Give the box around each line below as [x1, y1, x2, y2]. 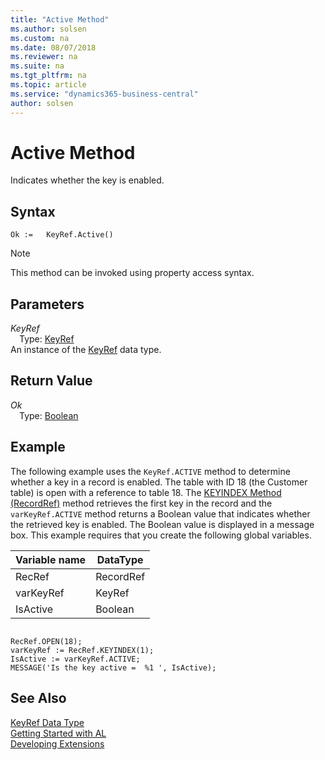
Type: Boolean [19, 409, 79, 421]
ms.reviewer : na [10, 52, 78, 62]
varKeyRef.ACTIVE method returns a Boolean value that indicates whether [10, 507, 311, 520]
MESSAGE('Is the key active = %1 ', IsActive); [10, 662, 217, 673]
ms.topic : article [10, 80, 87, 90]
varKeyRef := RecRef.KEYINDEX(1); [10, 645, 155, 655]
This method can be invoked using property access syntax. [10, 267, 255, 279]
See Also [10, 690, 67, 707]
